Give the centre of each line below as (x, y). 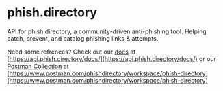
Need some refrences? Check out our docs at (71, 52)
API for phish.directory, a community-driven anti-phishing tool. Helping (107, 31)
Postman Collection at (38, 66)
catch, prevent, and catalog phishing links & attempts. (83, 38)
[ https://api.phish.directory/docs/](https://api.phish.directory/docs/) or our (112, 58)
